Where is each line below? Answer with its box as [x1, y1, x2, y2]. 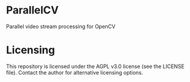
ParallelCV [6, 4, 59, 17]
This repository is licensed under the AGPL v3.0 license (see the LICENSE [6, 63, 185, 70]
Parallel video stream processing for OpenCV [6, 23, 116, 30]
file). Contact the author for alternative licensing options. [6, 69, 144, 76]
